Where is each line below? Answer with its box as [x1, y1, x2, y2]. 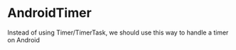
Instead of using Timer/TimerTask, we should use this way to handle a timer [7, 28, 229, 37]
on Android [7, 35, 41, 44]
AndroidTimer [7, 5, 92, 21]
